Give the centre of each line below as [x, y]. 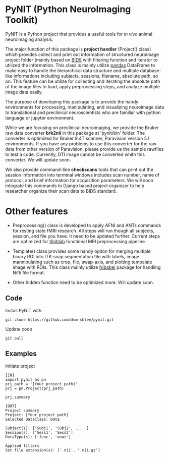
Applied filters [22, 446]
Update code [19, 329]
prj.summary [18, 397]
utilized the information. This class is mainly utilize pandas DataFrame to [80, 65]
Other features [37, 212]
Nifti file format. [29, 272]
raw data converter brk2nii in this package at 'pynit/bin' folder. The [75, 133]
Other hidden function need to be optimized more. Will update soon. [83, 282]
